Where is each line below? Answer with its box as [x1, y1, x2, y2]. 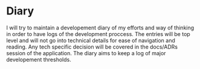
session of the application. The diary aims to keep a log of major [6, 49, 166, 56]
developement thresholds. [6, 56, 71, 63]
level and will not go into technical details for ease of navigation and [6, 37, 175, 44]
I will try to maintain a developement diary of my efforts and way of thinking [6, 24, 195, 31]
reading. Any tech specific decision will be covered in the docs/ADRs [6, 43, 178, 50]
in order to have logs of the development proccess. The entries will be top [6, 30, 190, 37]
